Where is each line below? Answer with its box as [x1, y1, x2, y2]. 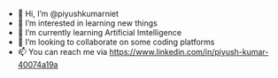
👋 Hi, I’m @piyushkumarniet [17, 9, 120, 19]
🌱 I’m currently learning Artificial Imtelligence [17, 27, 182, 37]
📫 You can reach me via [17, 47, 108, 57]
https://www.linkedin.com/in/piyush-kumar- [109, 47, 269, 57]
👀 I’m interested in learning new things [17, 18, 158, 28]
